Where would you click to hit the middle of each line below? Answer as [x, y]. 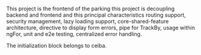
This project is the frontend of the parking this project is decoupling [91, 9]
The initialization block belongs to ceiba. [57, 45]
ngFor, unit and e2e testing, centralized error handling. [74, 34]
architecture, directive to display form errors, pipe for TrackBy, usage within [101, 27]
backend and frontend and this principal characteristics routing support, [96, 15]
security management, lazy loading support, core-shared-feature [87, 21]
